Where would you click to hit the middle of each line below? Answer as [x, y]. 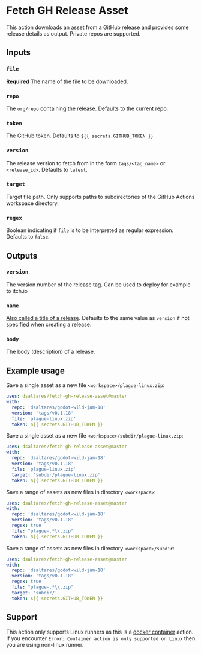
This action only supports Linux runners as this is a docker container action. [100, 632]
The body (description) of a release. [51, 352]
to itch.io [17, 291]
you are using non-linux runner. [45, 644]
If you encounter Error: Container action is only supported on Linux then [101, 638]
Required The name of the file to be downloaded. [67, 81]
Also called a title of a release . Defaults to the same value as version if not [98, 318]
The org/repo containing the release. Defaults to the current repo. [87, 108]
